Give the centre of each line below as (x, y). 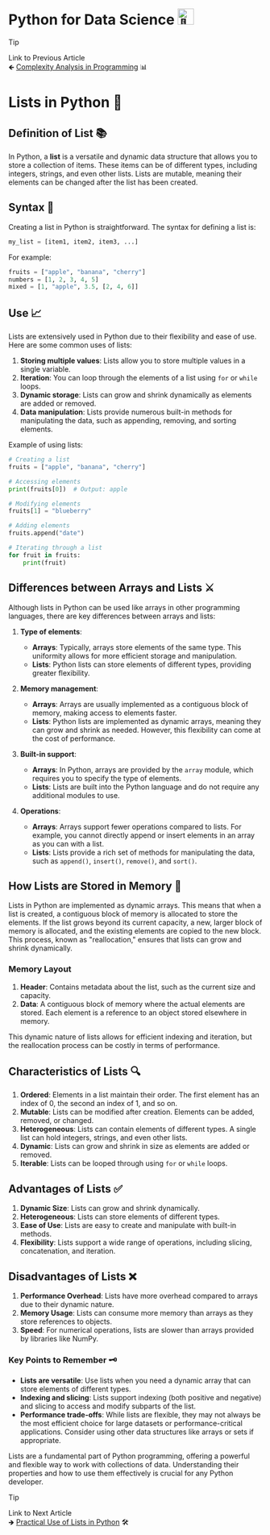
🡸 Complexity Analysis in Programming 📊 (78, 67)
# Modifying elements (45, 504)
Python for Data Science (91, 20)
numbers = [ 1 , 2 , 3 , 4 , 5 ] (54, 279)
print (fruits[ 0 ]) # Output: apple (68, 489)
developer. (26, 1482)
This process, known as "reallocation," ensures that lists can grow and (125, 940)
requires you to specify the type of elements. (107, 778)
